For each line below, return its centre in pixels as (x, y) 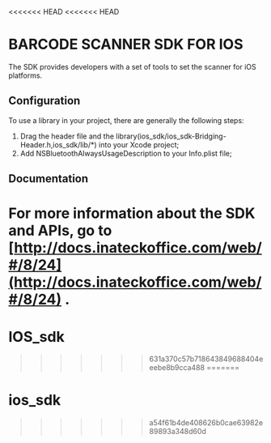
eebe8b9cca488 (177, 368)
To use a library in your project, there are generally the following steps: (126, 120)
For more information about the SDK (132, 213)
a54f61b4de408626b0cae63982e (206, 423)
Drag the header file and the (67, 136)
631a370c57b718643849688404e (206, 359)
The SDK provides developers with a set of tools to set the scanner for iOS (132, 66)
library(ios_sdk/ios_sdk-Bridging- (171, 136)
